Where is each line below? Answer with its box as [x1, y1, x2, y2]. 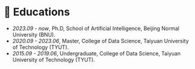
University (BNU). [12, 31, 56, 38]
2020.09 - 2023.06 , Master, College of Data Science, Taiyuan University [12, 37, 189, 44]
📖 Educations [4, 5, 71, 19]
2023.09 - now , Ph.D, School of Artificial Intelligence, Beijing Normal [12, 25, 180, 32]
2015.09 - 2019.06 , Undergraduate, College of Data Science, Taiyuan [12, 50, 181, 57]
